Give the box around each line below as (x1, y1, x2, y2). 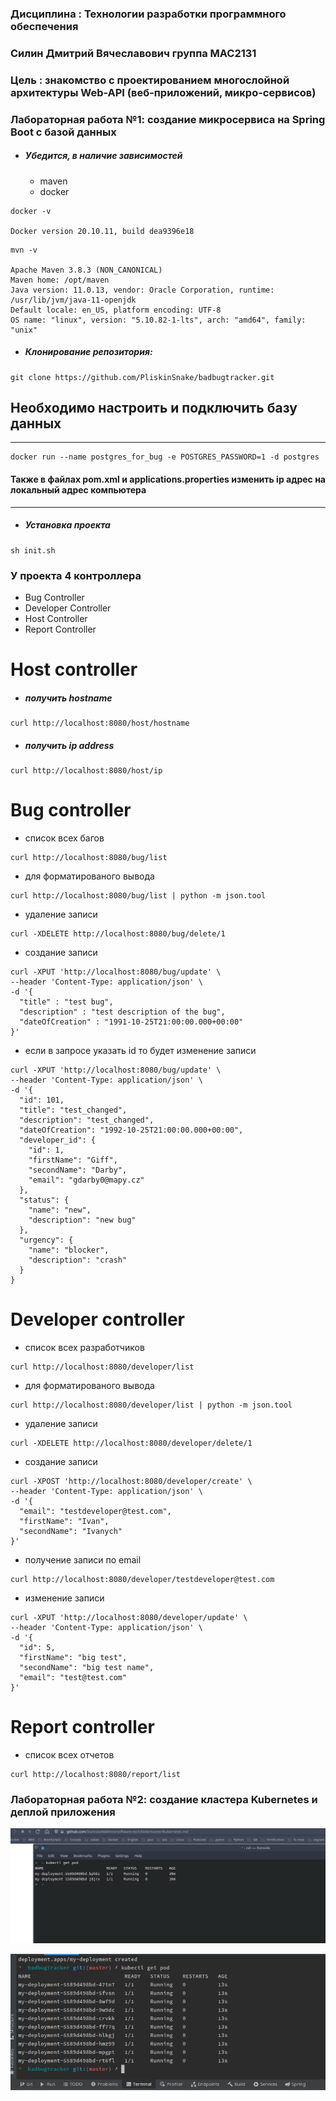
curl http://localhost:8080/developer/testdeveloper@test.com (10, 1574, 275, 1584)
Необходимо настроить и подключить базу (10, 400, 298, 417)
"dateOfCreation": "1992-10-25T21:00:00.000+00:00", (19, 1125, 244, 1135)
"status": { (19, 1195, 70, 1205)
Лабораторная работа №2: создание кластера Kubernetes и (10, 1792, 318, 1806)
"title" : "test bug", (19, 997, 114, 1007)
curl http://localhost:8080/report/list (10, 1769, 182, 1779)
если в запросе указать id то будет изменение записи (24, 1044, 257, 1056)
